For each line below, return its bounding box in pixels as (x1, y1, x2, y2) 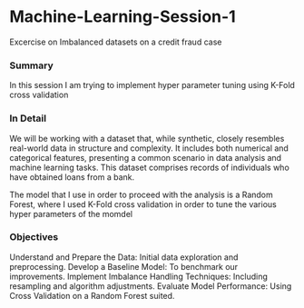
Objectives (9, 231, 59, 243)
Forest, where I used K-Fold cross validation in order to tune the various (9, 198, 277, 210)
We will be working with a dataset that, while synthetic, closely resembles (9, 133, 285, 144)
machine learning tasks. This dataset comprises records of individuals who (9, 162, 290, 173)
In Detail (9, 112, 47, 124)
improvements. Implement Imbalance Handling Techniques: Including (9, 271, 268, 282)
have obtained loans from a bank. (9, 171, 134, 183)
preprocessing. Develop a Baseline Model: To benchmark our (9, 261, 239, 272)
